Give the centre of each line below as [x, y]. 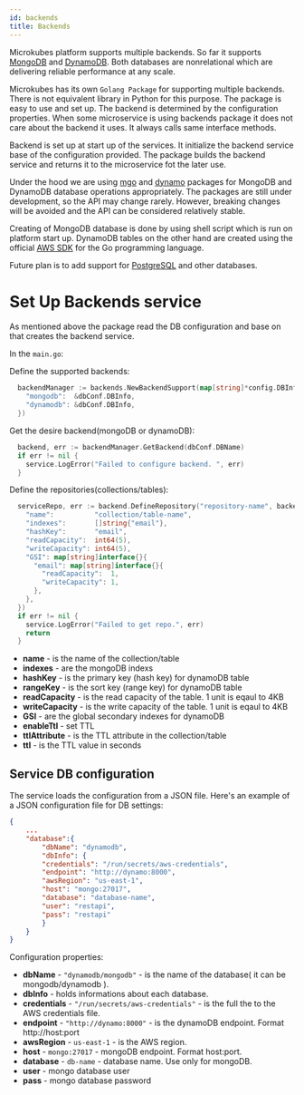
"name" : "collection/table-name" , [109, 515]
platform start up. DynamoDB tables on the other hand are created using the [151, 237]
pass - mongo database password [87, 1080]
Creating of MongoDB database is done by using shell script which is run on [151, 228]
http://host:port [51, 1032]
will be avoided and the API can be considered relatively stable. [128, 210]
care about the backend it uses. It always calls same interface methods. [143, 127]
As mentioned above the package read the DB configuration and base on [146, 326]
